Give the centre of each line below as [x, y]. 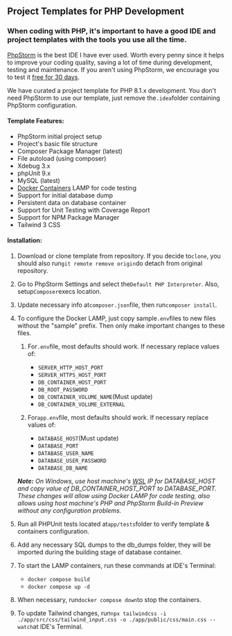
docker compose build [59, 580]
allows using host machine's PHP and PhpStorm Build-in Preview [110, 503]
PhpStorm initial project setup [60, 136]
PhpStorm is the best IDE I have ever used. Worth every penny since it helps [116, 55]
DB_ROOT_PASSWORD [63, 390]
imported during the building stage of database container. [99, 552]
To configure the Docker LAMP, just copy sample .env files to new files [116, 319]
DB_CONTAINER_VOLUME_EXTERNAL [81, 405]
